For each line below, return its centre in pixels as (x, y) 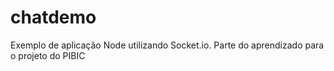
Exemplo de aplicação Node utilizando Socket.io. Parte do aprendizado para (167, 45)
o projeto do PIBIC (48, 55)
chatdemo (53, 17)
